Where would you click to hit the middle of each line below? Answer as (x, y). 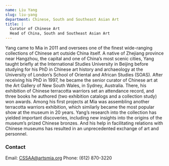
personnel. (16, 134)
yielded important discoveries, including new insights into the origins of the (84, 118)
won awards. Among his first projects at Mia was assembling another (77, 101)
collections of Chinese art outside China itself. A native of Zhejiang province (84, 53)
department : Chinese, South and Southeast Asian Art (62, 19)
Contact (15, 147)
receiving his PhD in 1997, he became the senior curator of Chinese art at (81, 80)
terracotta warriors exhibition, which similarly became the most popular (80, 107)
